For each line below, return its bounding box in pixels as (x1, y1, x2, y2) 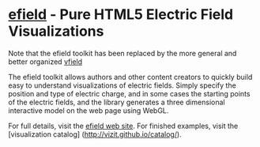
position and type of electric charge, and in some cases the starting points (8, 89, 251, 98)
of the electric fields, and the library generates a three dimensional (8, 97, 225, 107)
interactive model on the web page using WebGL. (8, 105, 169, 115)
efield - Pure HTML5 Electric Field (8, 6, 234, 24)
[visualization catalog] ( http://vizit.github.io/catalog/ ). (8, 129, 182, 139)
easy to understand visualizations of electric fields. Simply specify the (8, 81, 237, 90)
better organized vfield (8, 57, 83, 66)
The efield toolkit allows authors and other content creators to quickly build (8, 72, 253, 81)
